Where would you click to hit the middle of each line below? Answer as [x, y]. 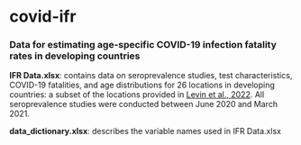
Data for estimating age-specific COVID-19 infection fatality [143, 45]
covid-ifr [43, 17]
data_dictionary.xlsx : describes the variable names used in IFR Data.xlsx [146, 131]
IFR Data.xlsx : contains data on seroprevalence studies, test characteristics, [151, 76]
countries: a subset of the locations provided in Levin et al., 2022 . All [137, 95]
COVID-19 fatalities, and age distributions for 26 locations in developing [142, 85]
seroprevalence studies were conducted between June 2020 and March [143, 104]
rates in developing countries [75, 56]
